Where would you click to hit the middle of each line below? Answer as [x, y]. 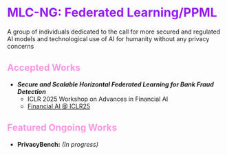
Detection [31, 91]
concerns [21, 46]
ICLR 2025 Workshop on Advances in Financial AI [98, 99]
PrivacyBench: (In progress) [57, 144]
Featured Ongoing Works [62, 128]
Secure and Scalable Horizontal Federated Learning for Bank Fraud [116, 84]
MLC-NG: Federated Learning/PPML [112, 13]
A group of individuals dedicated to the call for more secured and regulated [114, 32]
